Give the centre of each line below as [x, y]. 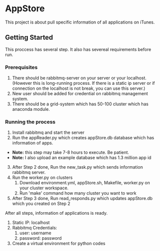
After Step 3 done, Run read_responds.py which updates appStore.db [82, 199]
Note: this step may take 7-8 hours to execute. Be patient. [71, 152]
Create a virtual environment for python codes [59, 244]
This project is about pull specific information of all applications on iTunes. [80, 22]
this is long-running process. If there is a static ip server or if [94, 83]
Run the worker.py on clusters [42, 177]
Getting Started [29, 38]
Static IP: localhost [31, 223]
